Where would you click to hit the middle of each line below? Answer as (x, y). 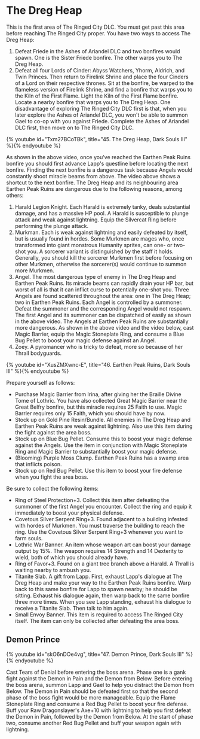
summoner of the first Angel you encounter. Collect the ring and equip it (103, 506)
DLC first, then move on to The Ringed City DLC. (74, 127)
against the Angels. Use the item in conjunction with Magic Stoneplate (101, 445)
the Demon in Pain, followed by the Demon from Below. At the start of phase (100, 716)
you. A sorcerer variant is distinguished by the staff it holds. (101, 251)
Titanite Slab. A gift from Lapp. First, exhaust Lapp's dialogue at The (99, 576)
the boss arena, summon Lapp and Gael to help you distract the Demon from (100, 685)
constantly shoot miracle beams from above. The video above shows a (93, 176)
